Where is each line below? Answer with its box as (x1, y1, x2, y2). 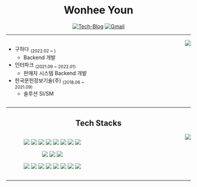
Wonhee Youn (63, 4, 134, 17)
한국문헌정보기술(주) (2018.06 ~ (14, 77, 84, 85)
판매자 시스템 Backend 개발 (23, 70, 87, 77)
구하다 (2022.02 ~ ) (14, 45, 56, 54)
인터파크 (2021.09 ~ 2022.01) (14, 61, 76, 70)
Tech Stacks (75, 118, 122, 128)
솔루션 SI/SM (23, 90, 54, 97)
